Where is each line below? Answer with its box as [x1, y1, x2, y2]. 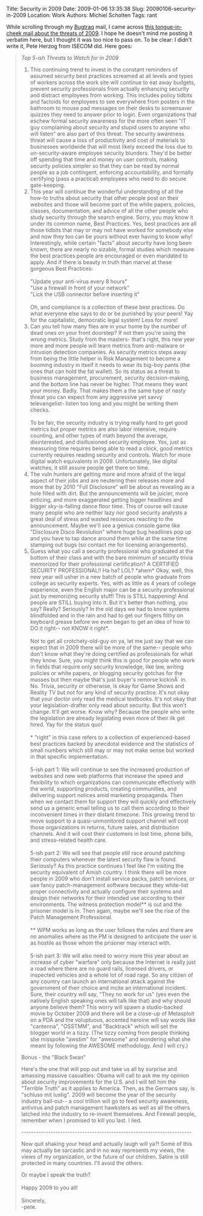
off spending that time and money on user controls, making [30, 156, 178, 163]
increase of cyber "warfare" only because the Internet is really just [30, 959, 196, 966]
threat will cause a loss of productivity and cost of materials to [30, 137, 185, 144]
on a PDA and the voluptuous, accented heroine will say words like [30, 1017, 196, 1023]
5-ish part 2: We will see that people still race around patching [30, 849, 185, 856]
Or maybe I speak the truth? [21, 1171, 91, 1178]
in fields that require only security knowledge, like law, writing [30, 663, 184, 670]
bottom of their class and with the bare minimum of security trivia [30, 554, 193, 561]
